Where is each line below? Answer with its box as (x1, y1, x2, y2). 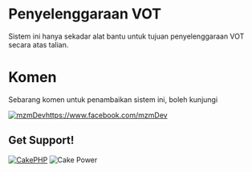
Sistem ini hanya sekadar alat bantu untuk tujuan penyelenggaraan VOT (8, 31, 245, 41)
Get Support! (8, 133, 75, 147)
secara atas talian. (8, 39, 69, 49)
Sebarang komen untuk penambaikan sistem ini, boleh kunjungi (8, 94, 218, 104)
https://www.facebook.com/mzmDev (45, 110, 168, 120)
